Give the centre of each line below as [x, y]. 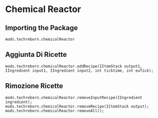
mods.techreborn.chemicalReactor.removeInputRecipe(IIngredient [74, 97]
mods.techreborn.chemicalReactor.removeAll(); [55, 111]
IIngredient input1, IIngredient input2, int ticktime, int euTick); [80, 71]
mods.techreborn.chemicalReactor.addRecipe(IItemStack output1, [74, 66]
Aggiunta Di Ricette [36, 54]
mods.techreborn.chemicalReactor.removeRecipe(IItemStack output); [77, 106]
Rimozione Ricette [34, 86]
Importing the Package [42, 28]
